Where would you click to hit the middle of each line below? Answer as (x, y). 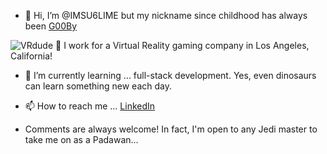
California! (31, 56)
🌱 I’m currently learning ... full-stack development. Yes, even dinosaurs (170, 75)
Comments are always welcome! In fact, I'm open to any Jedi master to (171, 129)
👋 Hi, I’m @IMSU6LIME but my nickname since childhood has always (166, 15)
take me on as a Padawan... (81, 139)
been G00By (51, 26)
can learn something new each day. (98, 86)
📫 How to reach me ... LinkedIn (90, 106)
